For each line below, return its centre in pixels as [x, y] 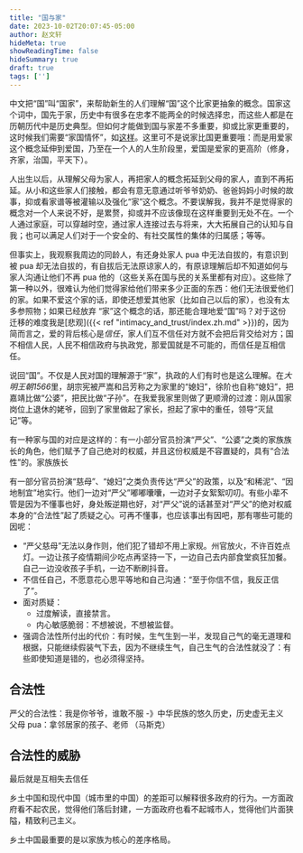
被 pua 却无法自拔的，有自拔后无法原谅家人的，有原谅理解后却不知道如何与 [149, 265]
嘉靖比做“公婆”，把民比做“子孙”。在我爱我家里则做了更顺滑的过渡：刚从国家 [151, 397]
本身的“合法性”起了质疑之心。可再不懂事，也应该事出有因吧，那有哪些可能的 [151, 515]
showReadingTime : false [54, 51]
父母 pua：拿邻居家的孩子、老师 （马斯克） [90, 724]
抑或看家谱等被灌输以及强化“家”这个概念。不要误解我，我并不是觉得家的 [159, 201]
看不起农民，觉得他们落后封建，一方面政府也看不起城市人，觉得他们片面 [151, 810]
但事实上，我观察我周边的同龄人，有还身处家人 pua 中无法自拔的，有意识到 [149, 255]
